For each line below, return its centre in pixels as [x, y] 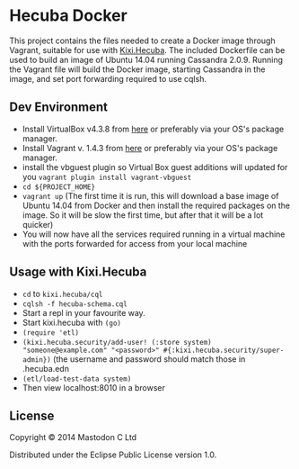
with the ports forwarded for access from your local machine [135, 243]
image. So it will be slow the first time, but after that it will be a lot [143, 215]
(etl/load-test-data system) [77, 379]
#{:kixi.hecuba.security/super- [224, 350]
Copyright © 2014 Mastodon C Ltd [73, 437]
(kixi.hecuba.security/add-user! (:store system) [117, 342]
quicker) [38, 224]
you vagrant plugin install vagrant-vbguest [107, 176]
